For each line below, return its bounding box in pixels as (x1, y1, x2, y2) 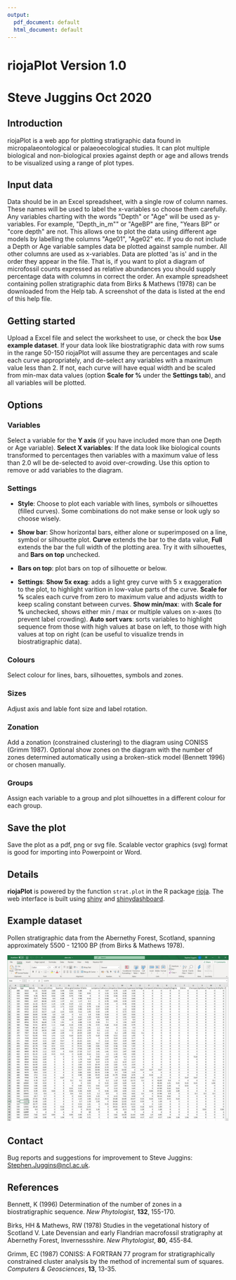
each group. (7, 802, 43, 810)
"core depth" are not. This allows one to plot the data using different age (7, 227, 217, 236)
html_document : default (13, 26, 83, 33)
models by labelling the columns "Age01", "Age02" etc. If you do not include (7, 235, 227, 243)
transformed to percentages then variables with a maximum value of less (7, 451, 219, 459)
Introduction (7, 117, 63, 129)
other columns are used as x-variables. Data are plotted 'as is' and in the (7, 250, 218, 258)
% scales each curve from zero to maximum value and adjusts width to (17, 593, 223, 601)
